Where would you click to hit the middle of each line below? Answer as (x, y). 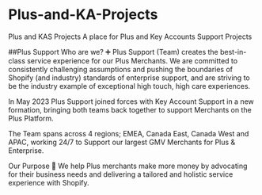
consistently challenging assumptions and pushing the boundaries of (121, 69)
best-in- (234, 52)
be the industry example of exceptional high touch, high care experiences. (129, 86)
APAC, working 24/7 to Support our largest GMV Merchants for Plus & (122, 142)
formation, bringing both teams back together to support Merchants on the (130, 109)
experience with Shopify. (49, 182)
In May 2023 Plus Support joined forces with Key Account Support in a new (131, 101)
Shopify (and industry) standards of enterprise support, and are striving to (129, 78)
